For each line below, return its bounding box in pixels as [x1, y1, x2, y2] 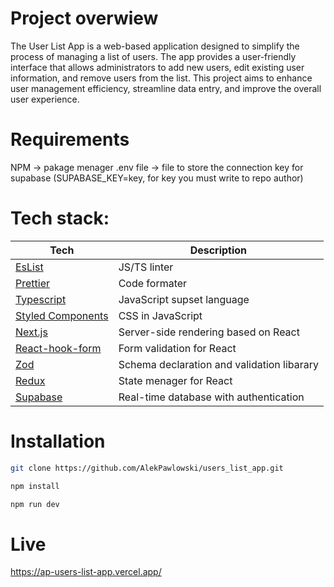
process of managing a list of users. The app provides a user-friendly [10, 50, 297, 62]
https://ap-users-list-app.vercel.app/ [10, 566, 162, 578]
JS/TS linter [118, 260, 174, 274]
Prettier [15, 276, 50, 290]
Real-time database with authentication [118, 390, 305, 404]
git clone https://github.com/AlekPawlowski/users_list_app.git [10, 463, 284, 473]
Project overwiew [10, 7, 159, 30]
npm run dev [10, 499, 60, 509]
